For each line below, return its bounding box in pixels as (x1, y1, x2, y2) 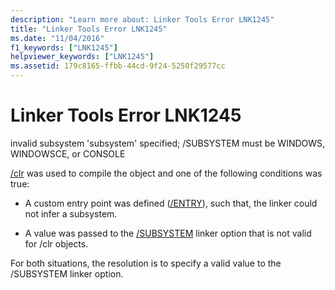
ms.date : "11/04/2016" (10, 33, 105, 43)
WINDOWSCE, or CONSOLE (10, 147, 126, 160)
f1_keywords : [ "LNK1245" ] (10, 42, 118, 53)
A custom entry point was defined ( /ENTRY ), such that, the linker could (24, 197, 318, 209)
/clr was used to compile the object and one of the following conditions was (10, 167, 323, 179)
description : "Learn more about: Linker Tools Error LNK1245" (10, 14, 275, 25)
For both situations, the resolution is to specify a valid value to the (10, 257, 282, 269)
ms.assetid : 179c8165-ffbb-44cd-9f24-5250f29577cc (10, 61, 226, 71)
